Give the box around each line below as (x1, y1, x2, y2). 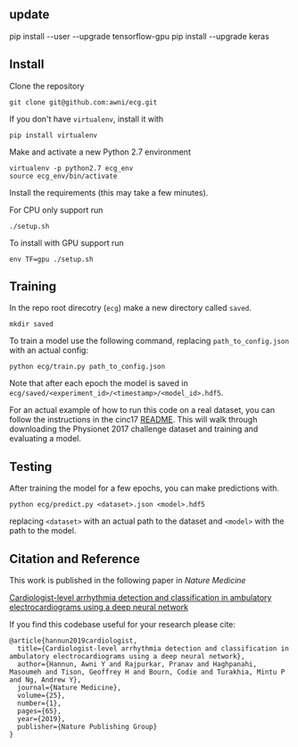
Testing (9, 459, 53, 474)
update (9, 7, 50, 22)
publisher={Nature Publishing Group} (17, 723, 158, 732)
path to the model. (9, 525, 77, 536)
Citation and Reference (9, 551, 140, 567)
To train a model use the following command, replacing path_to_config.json (9, 335, 290, 347)
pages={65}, (17, 707, 62, 716)
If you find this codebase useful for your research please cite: (9, 619, 236, 630)
